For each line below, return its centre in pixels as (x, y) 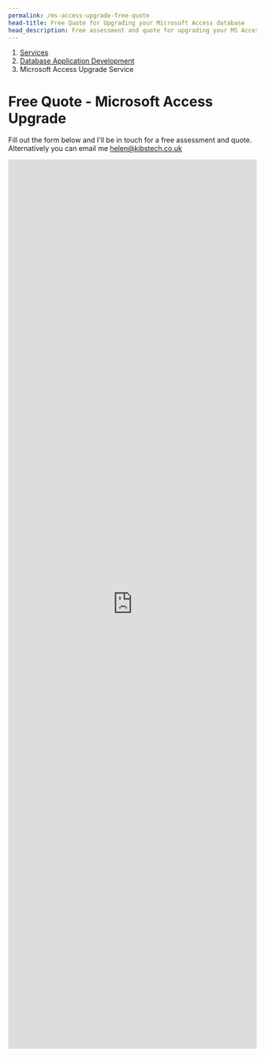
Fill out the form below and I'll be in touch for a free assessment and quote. (130, 140)
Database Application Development (77, 61)
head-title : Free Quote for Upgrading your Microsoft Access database (127, 23)
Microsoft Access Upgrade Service (77, 70)
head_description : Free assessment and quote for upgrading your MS (123, 30)
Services (34, 53)
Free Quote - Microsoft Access (111, 102)
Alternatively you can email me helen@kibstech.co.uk (95, 149)
